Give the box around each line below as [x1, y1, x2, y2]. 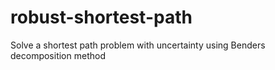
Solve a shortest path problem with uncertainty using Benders [10, 39, 266, 51]
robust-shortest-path [10, 6, 193, 29]
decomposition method [10, 49, 106, 61]
